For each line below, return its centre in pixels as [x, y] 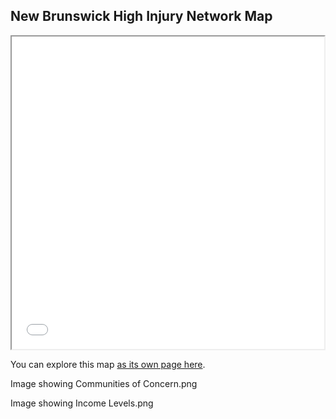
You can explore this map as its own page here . [108, 364]
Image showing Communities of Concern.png [104, 383]
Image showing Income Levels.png [82, 403]
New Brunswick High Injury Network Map [141, 16]
